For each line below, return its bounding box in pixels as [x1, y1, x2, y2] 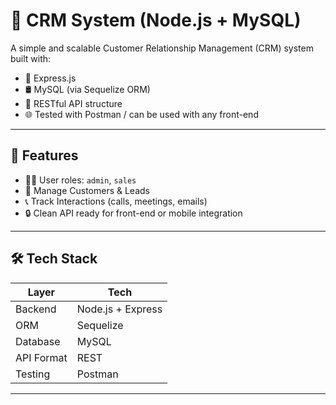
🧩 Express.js [24, 72, 77, 84]
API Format [15, 350, 68, 364]
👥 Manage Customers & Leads [24, 184, 150, 196]
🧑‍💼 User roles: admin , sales [24, 174, 137, 186]
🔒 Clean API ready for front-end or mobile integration [24, 207, 243, 219]
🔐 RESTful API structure [24, 97, 123, 109]
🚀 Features [10, 147, 79, 164]
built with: [10, 52, 52, 64]
